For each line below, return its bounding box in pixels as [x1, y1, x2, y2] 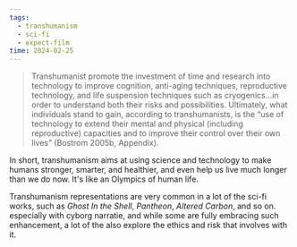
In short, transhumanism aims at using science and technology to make [9, 155, 272, 166]
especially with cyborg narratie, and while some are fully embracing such [9, 210, 279, 221]
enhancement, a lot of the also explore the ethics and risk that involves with [9, 220, 288, 231]
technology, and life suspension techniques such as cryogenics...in [30, 90, 279, 101]
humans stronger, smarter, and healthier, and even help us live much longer [9, 165, 288, 175]
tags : [9, 13, 30, 22]
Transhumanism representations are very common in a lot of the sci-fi [9, 192, 267, 202]
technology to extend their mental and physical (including [30, 118, 244, 130]
